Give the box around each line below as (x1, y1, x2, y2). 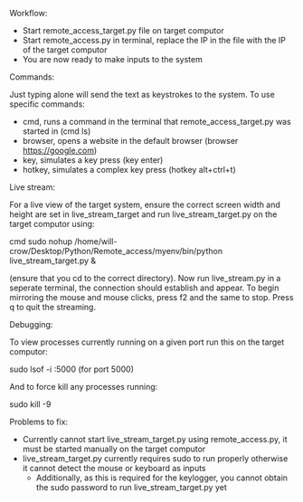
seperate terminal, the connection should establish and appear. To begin (9, 282, 279, 293)
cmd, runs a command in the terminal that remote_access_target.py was (22, 117, 291, 127)
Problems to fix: (9, 416, 69, 427)
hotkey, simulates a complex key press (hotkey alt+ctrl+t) (22, 165, 237, 175)
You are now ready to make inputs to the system (22, 54, 204, 64)
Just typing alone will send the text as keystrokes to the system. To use (9, 90, 276, 99)
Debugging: (9, 319, 53, 329)
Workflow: (9, 8, 48, 18)
